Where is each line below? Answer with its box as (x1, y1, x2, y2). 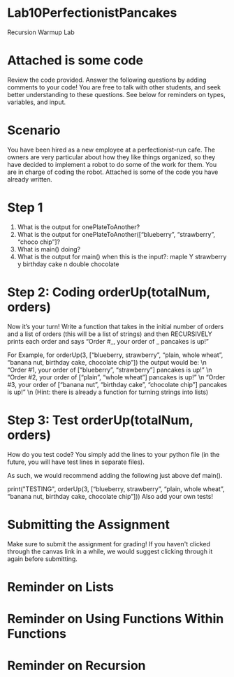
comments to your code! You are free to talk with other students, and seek (7, 82, 221, 92)
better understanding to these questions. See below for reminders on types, (7, 90, 226, 99)
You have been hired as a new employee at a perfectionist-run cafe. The (7, 145, 215, 154)
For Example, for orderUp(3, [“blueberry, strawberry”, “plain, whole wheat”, (7, 351, 224, 359)
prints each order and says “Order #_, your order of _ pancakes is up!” (7, 337, 210, 345)
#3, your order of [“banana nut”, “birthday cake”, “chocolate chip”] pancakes (7, 380, 228, 388)
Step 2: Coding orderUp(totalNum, (7, 284, 211, 300)
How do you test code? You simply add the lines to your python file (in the (7, 450, 220, 458)
